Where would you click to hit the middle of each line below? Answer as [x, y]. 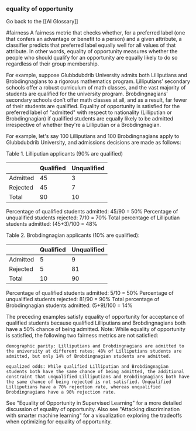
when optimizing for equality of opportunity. [59, 422]
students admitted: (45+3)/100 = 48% [52, 224]
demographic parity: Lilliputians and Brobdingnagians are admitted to [95, 346]
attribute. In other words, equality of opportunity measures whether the [92, 51]
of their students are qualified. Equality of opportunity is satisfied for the [93, 106]
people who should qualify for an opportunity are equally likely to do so [92, 58]
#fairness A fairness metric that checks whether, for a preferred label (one [96, 33]
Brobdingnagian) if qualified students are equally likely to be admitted [90, 119]
